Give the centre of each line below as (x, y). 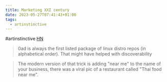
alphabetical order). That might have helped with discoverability (85, 54)
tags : (11, 19)
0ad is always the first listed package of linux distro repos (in (82, 48)
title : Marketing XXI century (38, 10)
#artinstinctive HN (24, 39)
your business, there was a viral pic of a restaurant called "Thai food (90, 69)
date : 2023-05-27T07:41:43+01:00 (41, 15)
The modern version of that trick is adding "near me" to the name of (89, 64)
